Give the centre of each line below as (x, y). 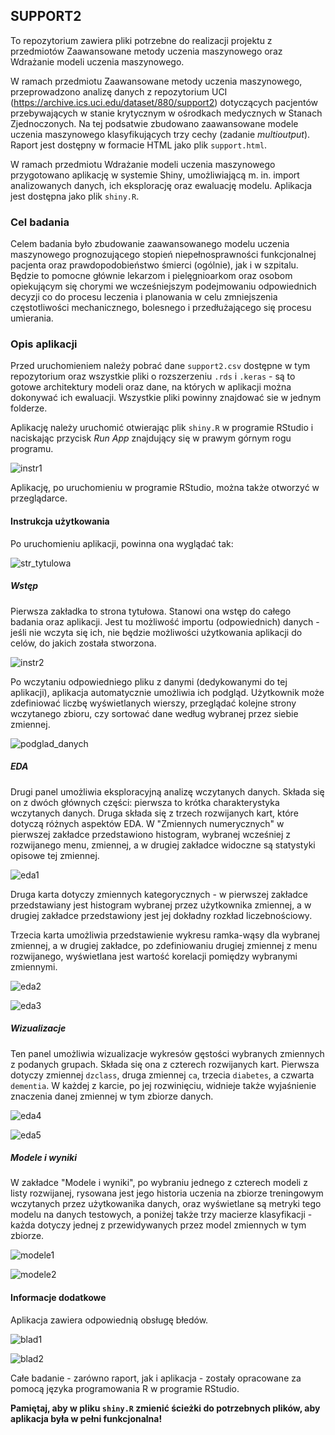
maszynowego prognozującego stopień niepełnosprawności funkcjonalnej (163, 255)
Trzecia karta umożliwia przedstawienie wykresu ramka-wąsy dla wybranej (165, 935)
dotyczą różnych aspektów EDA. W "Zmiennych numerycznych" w (147, 823)
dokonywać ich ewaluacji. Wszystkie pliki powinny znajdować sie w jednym (166, 398)
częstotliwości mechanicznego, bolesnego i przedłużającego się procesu (161, 308)
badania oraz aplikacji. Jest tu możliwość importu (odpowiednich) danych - (165, 621)
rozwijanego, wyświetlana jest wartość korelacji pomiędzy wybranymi (154, 956)
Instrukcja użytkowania (60, 521)
